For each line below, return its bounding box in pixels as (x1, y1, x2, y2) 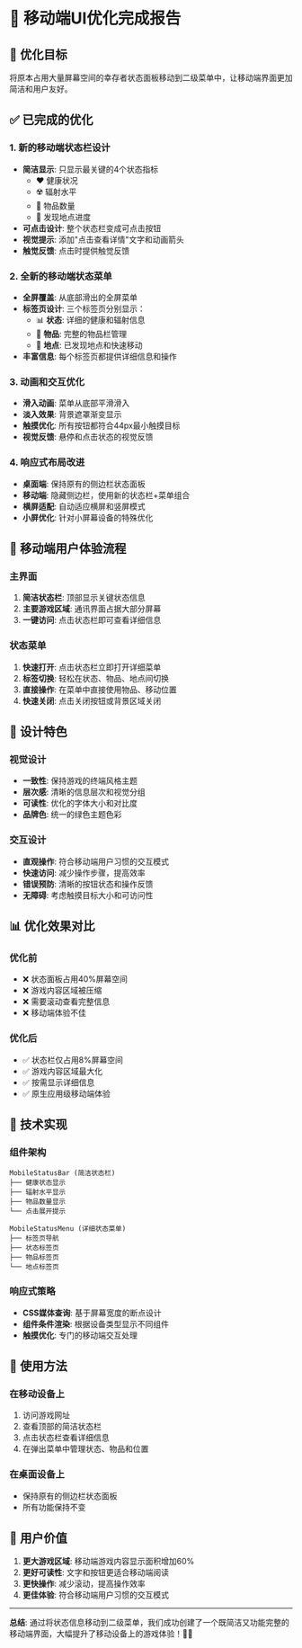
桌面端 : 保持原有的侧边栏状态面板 (22, 478, 146, 489)
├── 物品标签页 (9, 1253, 60, 1262)
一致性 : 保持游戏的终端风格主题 (22, 775, 138, 787)
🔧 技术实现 (9, 1117, 67, 1132)
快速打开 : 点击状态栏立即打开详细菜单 (22, 662, 162, 673)
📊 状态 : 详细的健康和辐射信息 (35, 314, 146, 325)
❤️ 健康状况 (35, 174, 78, 185)
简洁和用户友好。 (9, 84, 73, 94)
